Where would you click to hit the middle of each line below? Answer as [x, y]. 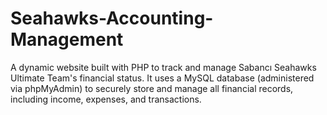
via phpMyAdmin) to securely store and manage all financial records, [152, 88]
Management [67, 39]
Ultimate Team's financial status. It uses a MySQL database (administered [162, 78]
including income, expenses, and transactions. [106, 99]
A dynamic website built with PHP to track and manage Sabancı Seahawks [163, 67]
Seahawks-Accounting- [112, 18]
